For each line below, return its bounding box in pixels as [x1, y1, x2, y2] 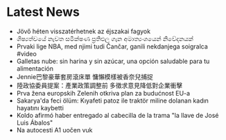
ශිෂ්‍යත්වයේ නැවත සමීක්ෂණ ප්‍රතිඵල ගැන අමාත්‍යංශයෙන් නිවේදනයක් [16, 34, 193, 42]
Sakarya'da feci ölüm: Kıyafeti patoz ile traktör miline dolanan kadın [16, 96, 209, 105]
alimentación [16, 64, 53, 73]
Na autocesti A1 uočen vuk [16, 125, 93, 134]
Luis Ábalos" [16, 119, 53, 127]
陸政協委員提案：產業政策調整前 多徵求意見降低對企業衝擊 [16, 81, 183, 89]
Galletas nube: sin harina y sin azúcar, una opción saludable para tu [16, 57, 210, 65]
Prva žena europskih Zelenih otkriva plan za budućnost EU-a [16, 89, 191, 97]
